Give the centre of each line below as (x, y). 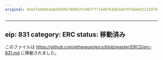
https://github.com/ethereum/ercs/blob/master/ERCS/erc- (94, 47)
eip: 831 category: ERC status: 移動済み (65, 35)
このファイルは (20, 47)
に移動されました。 (40, 53)
